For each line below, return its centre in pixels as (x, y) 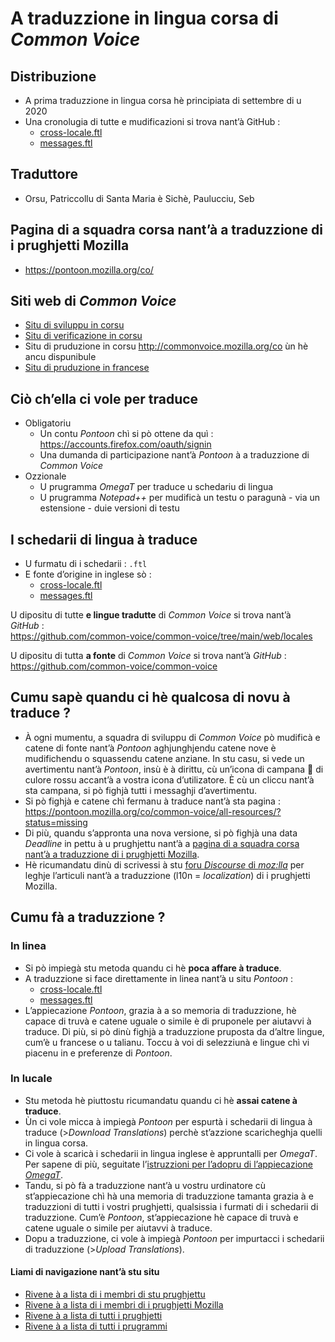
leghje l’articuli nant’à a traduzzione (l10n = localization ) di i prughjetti (167, 875)
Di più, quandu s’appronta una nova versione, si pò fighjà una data (161, 833)
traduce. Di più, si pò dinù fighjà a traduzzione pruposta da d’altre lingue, (174, 1031)
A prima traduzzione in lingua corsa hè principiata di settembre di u (163, 100)
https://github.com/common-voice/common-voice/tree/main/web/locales (161, 636)
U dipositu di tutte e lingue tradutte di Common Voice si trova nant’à (151, 615)
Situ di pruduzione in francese (87, 368)
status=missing (56, 822)
